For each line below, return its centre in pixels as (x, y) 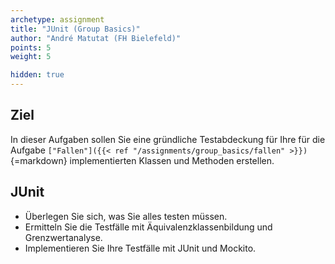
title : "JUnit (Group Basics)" (75, 29)
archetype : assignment (57, 19)
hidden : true (37, 75)
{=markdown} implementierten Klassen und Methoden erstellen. (142, 160)
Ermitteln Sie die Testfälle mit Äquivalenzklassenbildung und (148, 227)
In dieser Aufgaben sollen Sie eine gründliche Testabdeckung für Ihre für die (168, 139)
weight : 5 (31, 57)
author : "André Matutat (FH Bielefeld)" (96, 38)
